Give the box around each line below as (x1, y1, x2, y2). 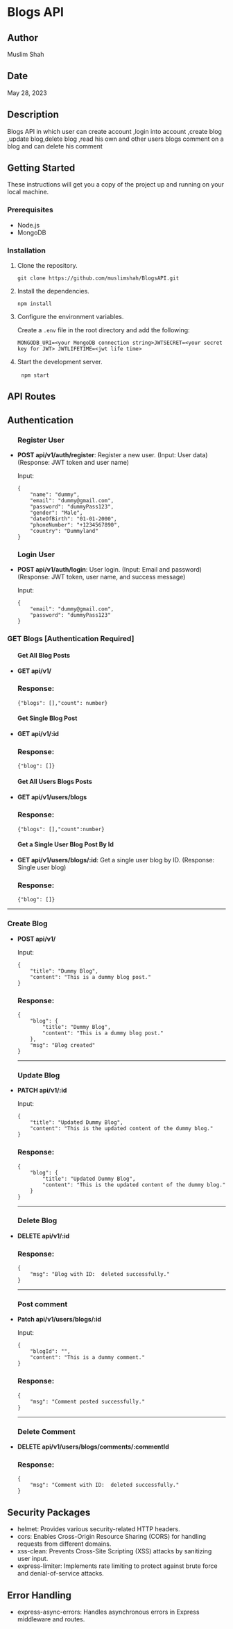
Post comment (17, 1299, 68, 1309)
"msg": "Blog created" (30, 1041, 96, 1048)
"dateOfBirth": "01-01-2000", (30, 515, 117, 522)
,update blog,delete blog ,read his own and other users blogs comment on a (7, 135, 224, 143)
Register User (17, 435, 64, 445)
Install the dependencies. (17, 287, 90, 296)
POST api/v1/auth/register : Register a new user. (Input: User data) (17, 451, 208, 459)
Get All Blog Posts (17, 651, 71, 659)
